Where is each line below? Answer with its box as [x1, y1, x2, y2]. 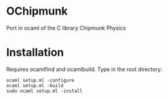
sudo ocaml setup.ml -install [6, 88, 83, 94]
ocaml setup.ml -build [6, 82, 64, 88]
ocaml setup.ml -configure [6, 77, 75, 83]
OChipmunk [6, 4, 68, 18]
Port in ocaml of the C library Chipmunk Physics [6, 24, 126, 32]
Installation [6, 45, 64, 59]
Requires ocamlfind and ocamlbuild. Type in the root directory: [6, 65, 163, 73]
